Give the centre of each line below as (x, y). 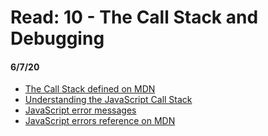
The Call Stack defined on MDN (90, 89)
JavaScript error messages (80, 110)
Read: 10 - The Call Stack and (134, 17)
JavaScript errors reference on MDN (100, 121)
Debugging (57, 38)
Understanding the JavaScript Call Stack (108, 100)
